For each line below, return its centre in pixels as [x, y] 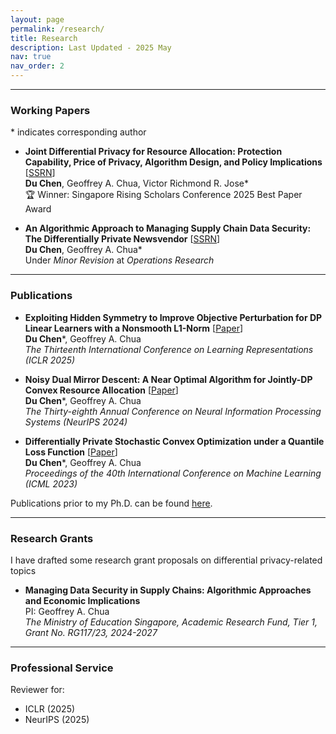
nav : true [31, 57]
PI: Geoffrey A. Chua [67, 611]
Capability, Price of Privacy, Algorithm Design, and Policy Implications [173, 162]
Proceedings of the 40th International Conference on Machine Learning [173, 473]
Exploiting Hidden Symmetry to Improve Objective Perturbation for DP [173, 317]
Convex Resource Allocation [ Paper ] [101, 390]
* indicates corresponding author [78, 132]
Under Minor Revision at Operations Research [119, 260]
